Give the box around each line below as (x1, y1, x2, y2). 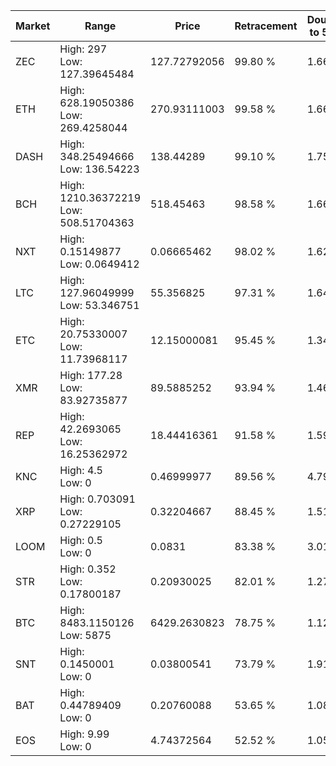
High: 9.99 (59, 727, 110, 741)
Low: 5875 (59, 629, 112, 642)
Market (15, 19, 51, 33)
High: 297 (59, 42, 108, 56)
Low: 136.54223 (59, 162, 140, 176)
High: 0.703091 (59, 492, 136, 506)
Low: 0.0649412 (59, 257, 140, 271)
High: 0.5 (59, 534, 103, 547)
